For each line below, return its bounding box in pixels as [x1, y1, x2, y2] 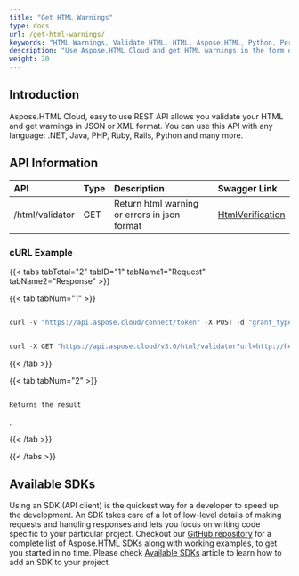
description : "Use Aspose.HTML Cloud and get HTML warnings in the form [9, 46, 285, 55]
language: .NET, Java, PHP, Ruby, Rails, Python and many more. [9, 130, 244, 141]
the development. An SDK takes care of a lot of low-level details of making [9, 509, 282, 521]
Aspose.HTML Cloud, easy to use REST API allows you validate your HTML [9, 110, 284, 121]
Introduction [9, 87, 80, 102]
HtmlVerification [217, 208, 286, 221]
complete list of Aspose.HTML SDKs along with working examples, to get [9, 538, 278, 548]
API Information [9, 156, 99, 171]
